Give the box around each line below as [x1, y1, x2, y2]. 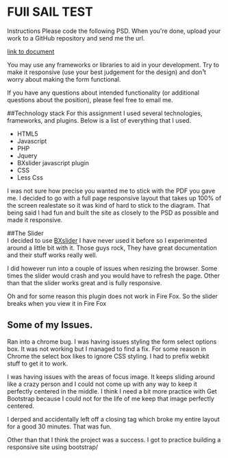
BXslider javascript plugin [16, 158, 90, 167]
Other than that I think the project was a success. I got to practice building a [7, 435, 221, 444]
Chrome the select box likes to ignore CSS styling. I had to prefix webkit [7, 352, 210, 360]
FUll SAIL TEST [7, 4, 94, 20]
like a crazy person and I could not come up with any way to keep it [7, 380, 197, 388]
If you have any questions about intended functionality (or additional [7, 88, 200, 97]
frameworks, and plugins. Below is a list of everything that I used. [7, 116, 192, 124]
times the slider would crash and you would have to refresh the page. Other [7, 272, 220, 280]
